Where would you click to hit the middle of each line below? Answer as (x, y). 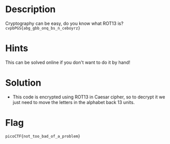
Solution (23, 83)
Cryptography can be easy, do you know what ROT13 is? (64, 23)
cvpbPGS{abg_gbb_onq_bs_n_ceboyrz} (43, 28)
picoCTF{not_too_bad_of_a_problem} (43, 136)
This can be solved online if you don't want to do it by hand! (68, 62)
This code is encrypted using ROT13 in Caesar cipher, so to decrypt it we (89, 97)
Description (30, 9)
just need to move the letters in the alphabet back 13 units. (74, 102)
